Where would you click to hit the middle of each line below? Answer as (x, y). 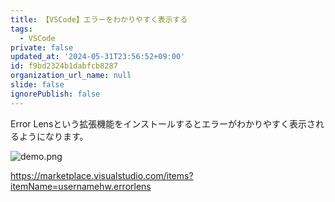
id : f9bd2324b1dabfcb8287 (64, 66)
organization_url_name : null (71, 76)
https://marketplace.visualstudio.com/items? (102, 175)
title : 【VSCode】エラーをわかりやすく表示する (99, 19)
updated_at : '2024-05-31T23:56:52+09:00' (98, 57)
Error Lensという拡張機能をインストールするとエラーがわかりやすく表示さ (163, 123)
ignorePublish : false (55, 94)
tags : (21, 29)
